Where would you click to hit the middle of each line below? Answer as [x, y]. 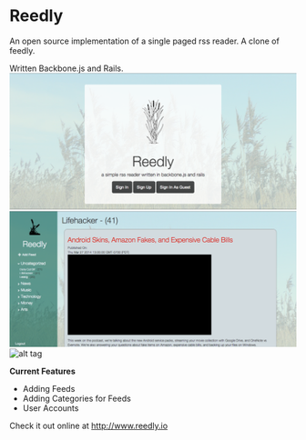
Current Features [42, 371]
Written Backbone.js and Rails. [67, 68]
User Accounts [51, 408]
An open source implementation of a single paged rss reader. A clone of [144, 41]
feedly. [22, 50]
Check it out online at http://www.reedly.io [89, 426]
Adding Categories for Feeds [77, 399]
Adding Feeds [49, 389]
